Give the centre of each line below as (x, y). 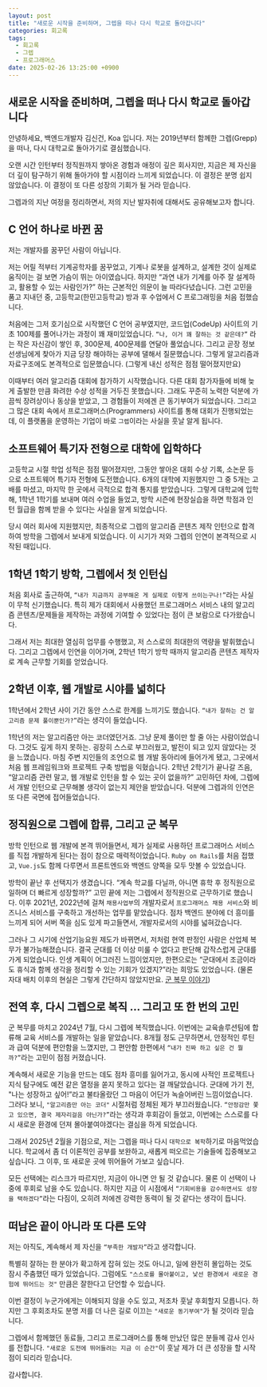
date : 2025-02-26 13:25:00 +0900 (64, 68)
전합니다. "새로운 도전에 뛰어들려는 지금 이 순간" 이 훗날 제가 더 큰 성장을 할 (129, 1348)
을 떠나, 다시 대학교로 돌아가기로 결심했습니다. (80, 148)
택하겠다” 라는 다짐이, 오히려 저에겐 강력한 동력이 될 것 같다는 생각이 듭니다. (132, 1198)
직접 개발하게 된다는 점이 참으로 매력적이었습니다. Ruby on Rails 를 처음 (128, 855)
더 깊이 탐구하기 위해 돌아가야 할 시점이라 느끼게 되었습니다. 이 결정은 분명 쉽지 (130, 175)
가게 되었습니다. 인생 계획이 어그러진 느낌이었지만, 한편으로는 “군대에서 (118, 959)
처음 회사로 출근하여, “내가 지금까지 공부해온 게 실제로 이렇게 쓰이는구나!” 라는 (124, 595)
